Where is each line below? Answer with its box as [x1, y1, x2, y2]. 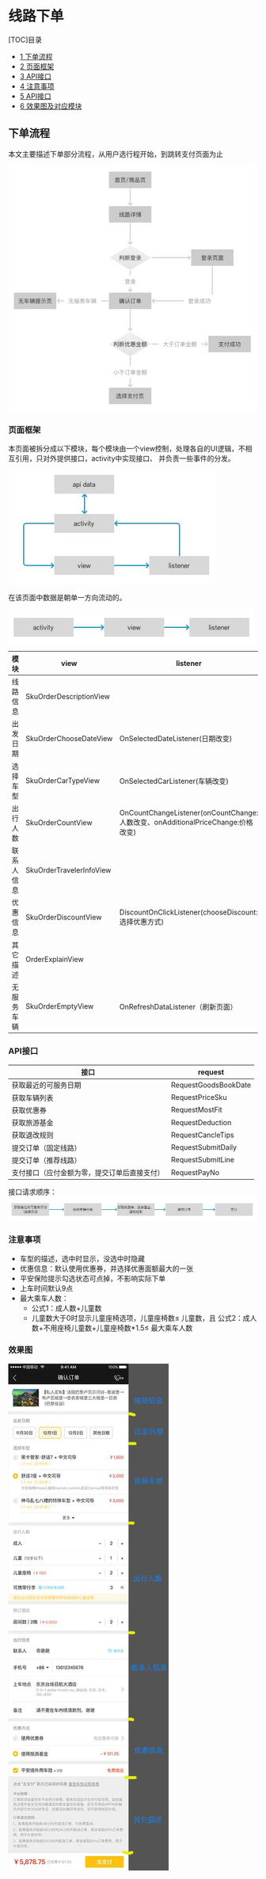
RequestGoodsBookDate [171, 1080, 252, 1090]
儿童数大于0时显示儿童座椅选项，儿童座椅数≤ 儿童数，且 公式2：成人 [31, 1313, 257, 1322]
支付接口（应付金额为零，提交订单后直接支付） [11, 1168, 165, 1177]
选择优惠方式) [119, 916, 165, 926]
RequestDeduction [171, 1117, 232, 1127]
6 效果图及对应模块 [19, 101, 82, 111]
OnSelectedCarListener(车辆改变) [119, 776, 230, 785]
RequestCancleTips [171, 1130, 235, 1139]
